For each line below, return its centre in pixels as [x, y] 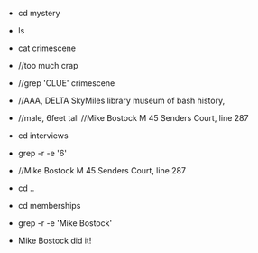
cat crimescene [47, 48]
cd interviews [43, 136]
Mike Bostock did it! [55, 240]
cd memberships [49, 206]
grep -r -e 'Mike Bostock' [65, 223]
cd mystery [39, 13]
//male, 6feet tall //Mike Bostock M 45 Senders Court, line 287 [133, 118]
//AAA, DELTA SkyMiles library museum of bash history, [121, 100]
